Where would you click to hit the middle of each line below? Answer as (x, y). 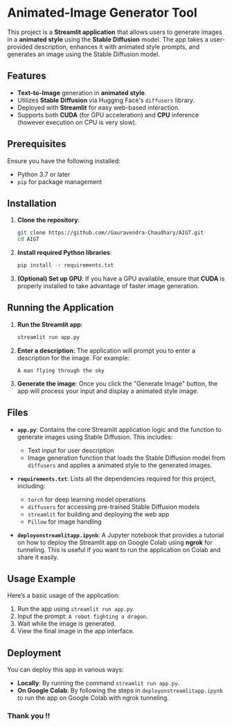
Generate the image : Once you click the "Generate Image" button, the (117, 383)
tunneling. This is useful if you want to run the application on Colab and (119, 549)
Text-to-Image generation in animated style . (82, 92)
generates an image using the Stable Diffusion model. (84, 54)
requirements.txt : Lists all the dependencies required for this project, (116, 478)
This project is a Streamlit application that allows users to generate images (115, 32)
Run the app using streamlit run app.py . (76, 609)
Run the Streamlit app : (50, 324)
